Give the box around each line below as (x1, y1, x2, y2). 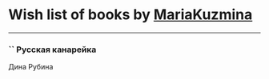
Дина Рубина (8, 62, 54, 72)
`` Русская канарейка (8, 44, 97, 55)
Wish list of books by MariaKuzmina (8, 6, 253, 24)
